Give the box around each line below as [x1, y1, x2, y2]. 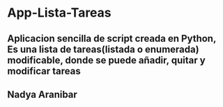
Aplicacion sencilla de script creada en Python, [7, 33, 217, 44]
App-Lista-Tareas [7, 5, 111, 21]
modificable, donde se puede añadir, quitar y [7, 54, 206, 66]
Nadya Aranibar [7, 88, 78, 100]
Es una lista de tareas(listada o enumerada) [7, 43, 200, 55]
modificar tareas [7, 65, 82, 77]
